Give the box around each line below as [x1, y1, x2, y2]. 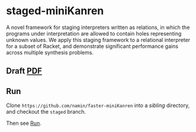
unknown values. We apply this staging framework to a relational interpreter [6, 36, 191, 43]
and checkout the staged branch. [6, 108, 86, 115]
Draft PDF [6, 66, 43, 76]
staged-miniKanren [6, 4, 104, 18]
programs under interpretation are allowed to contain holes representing [6, 30, 182, 37]
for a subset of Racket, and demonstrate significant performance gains [6, 43, 179, 50]
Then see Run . [6, 120, 41, 127]
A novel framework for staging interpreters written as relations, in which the [6, 24, 190, 31]
